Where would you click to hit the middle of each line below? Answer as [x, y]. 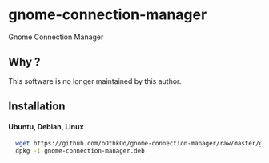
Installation [37, 107]
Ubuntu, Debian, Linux [46, 126]
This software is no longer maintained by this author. [95, 81]
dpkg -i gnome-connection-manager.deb [80, 151]
